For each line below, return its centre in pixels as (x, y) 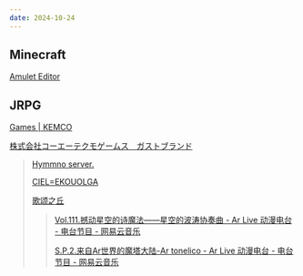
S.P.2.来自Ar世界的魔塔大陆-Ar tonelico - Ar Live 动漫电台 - (165, 250)
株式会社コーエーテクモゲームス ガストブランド (101, 146)
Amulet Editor (35, 77)
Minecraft (38, 55)
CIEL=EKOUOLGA (65, 182)
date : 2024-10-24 (42, 18)
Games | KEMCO (41, 128)
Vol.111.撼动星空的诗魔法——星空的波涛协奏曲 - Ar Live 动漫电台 (173, 220)
